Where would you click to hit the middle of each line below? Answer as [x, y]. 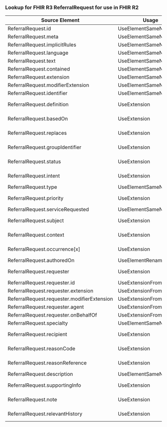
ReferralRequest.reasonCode [42, 348]
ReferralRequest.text [32, 61]
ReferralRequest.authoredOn [41, 260]
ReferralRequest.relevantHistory [45, 414]
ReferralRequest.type [32, 187]
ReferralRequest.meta [33, 37]
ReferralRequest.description [40, 374]
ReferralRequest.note [32, 400]
